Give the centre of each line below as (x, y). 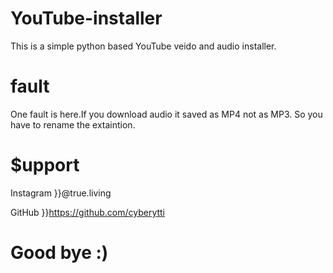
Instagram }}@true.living (61, 193)
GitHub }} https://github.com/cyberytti (87, 212)
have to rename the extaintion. (73, 124)
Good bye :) (59, 253)
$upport (45, 165)
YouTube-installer (86, 18)
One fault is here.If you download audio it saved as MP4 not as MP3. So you (166, 114)
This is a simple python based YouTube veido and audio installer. (143, 46)
